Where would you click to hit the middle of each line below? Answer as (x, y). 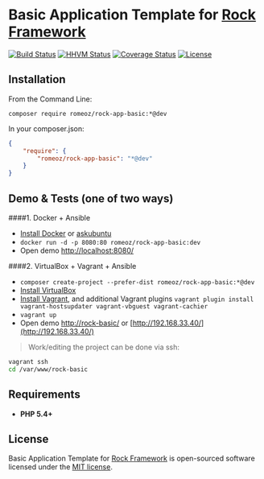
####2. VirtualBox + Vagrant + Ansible (72, 266)
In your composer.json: (46, 128)
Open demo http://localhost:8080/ (77, 250)
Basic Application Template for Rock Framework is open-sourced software (132, 458)
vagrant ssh (28, 361)
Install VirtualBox (48, 290)
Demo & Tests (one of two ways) (91, 198)
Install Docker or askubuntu (66, 233)
